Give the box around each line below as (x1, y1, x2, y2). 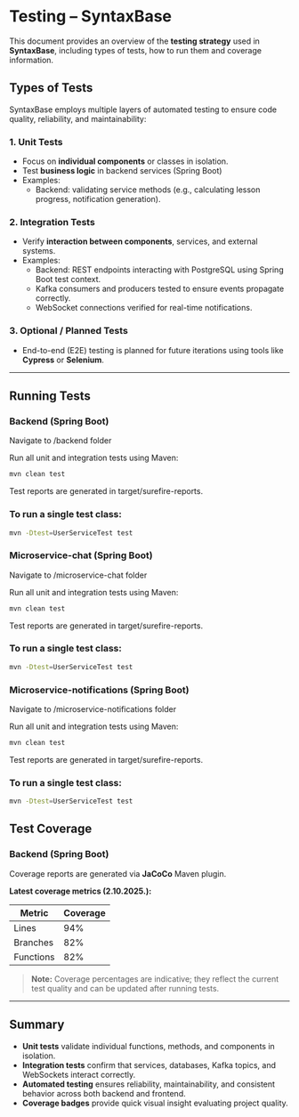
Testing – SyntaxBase (9, 6, 172, 27)
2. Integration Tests (9, 215, 95, 228)
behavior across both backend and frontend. (21, 1088, 186, 1098)
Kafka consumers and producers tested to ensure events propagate (35, 283, 285, 295)
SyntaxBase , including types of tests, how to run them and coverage (9, 45, 263, 55)
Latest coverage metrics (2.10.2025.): (9, 886, 152, 896)
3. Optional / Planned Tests (9, 325, 129, 337)
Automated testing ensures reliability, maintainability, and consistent (21, 1079, 276, 1089)
